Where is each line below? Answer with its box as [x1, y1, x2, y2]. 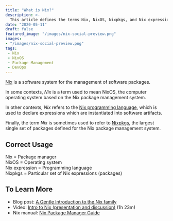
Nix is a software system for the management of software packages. [5, 79, 151, 85]
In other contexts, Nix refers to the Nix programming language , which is [5, 104, 157, 110]
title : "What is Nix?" [5, 7, 54, 13]
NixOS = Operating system [5, 159, 62, 165]
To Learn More [5, 185, 53, 194]
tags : [5, 46, 17, 51]
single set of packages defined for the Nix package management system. [5, 125, 161, 132]
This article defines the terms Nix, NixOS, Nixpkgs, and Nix [10, 17, 146, 22]
